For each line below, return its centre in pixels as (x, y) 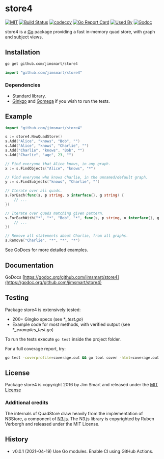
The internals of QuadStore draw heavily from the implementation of (74, 413)
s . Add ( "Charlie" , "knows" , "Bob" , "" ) (45, 150)
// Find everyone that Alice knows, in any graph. (58, 164)
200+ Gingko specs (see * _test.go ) (48, 319)
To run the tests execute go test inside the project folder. (63, 339)
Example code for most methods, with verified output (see (71, 324)
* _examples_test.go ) (33, 329)
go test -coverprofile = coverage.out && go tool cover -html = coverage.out (82, 358)
